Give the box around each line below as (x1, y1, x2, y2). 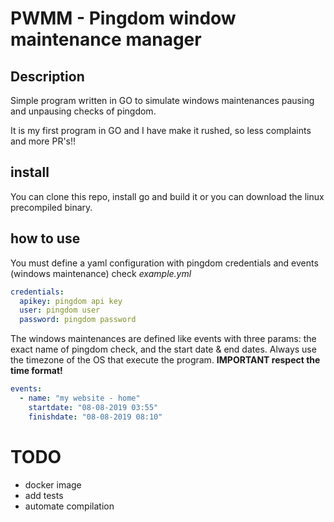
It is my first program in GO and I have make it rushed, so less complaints (10, 125, 312, 136)
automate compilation (24, 500, 115, 512)
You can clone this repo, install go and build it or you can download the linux (10, 190, 325, 202)
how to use (10, 230, 81, 247)
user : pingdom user (19, 305, 101, 316)
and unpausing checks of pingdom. (10, 105, 157, 117)
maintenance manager (10, 28, 202, 51)
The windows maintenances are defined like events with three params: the (10, 333, 317, 345)
